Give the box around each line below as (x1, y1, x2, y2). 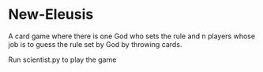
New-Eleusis (8, 5, 94, 23)
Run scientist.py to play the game (8, 55, 117, 64)
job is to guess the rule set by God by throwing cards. (8, 39, 182, 49)
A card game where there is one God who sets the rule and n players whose (8, 31, 255, 41)
